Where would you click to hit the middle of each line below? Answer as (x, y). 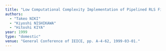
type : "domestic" (23, 37)
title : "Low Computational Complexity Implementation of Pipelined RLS (80, 9)
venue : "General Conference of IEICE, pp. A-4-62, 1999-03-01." (73, 41)
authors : (14, 14)
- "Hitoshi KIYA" (27, 28)
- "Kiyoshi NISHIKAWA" (33, 23)
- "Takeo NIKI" (25, 18)
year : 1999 (16, 32)
